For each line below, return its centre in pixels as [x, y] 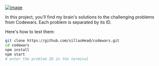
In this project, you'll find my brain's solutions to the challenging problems [80, 17]
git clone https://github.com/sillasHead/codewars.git [62, 41]
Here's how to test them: [30, 32]
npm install [17, 50]
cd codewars [17, 45]
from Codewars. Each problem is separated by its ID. [58, 22]
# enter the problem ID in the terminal [47, 59]
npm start [15, 54]
